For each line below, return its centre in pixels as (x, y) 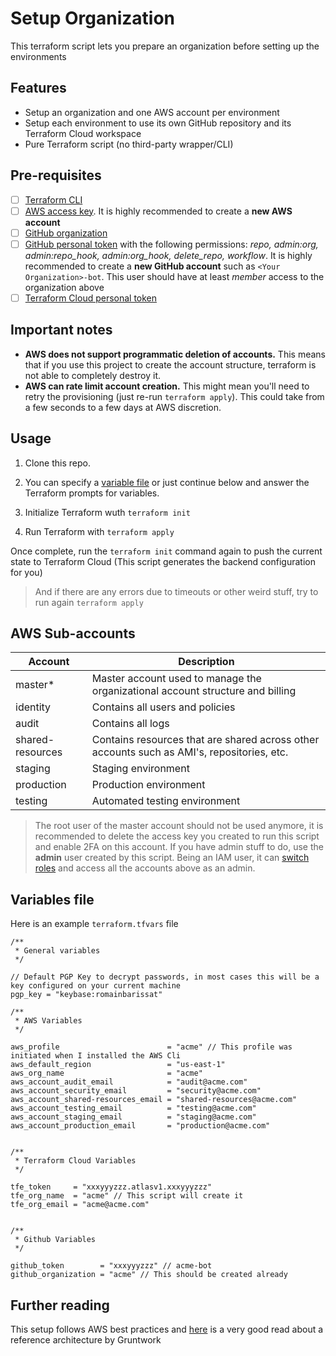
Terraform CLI (53, 199)
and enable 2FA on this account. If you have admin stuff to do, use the (179, 847)
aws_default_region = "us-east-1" (118, 1065)
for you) (26, 572)
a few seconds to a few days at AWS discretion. (123, 407)
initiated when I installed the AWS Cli (96, 1056)
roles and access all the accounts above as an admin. (145, 868)
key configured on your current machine (96, 986)
